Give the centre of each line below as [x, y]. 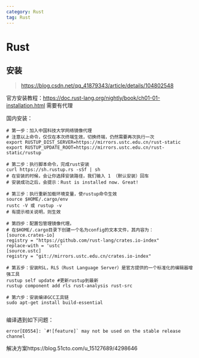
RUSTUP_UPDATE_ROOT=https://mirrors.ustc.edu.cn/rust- [95, 148]
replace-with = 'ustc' [34, 246]
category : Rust [25, 12]
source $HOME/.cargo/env [37, 199]
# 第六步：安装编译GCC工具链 [37, 297]
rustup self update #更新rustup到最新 [52, 280]
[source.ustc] [24, 251]
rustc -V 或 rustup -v [34, 205]
